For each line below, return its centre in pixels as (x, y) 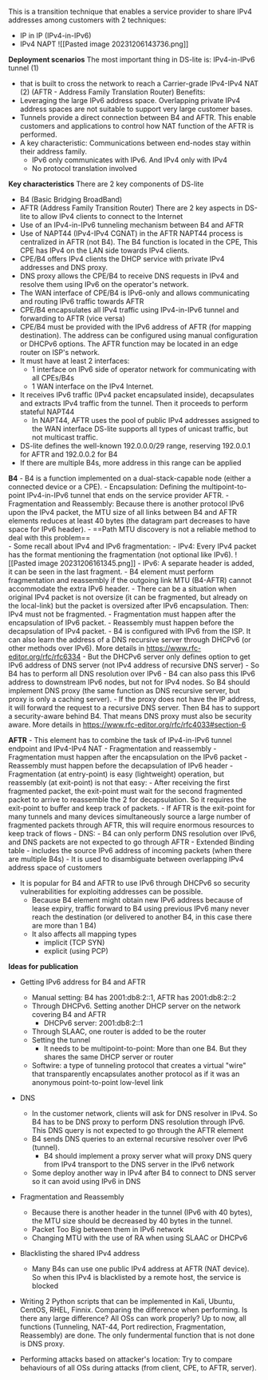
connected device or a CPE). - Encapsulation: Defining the (104, 487)
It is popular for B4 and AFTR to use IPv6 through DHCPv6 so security (135, 883)
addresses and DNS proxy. (64, 267)
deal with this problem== (49, 538)
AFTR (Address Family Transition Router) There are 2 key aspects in (131, 208)
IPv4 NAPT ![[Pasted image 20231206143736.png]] (104, 44)
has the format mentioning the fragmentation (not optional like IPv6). (121, 554)
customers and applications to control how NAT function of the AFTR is (136, 126)
